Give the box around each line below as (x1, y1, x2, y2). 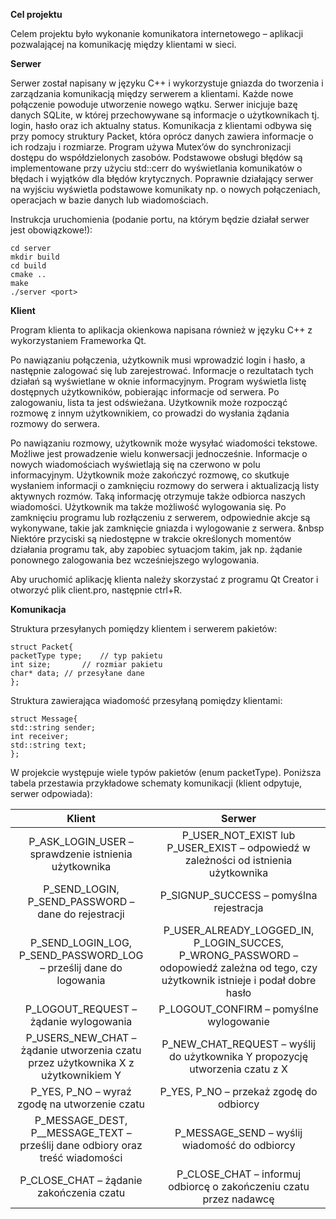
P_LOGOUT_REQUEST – (24, 1002, 138, 1016)
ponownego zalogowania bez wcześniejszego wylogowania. (10, 554, 260, 566)
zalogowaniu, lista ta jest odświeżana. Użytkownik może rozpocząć (10, 397, 288, 408)
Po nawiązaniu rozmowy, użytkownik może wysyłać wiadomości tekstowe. (10, 437, 318, 449)
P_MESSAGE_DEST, (34, 1114, 128, 1127)
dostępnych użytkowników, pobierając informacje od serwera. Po (10, 386, 280, 398)
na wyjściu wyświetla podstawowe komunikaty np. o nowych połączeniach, (10, 184, 321, 195)
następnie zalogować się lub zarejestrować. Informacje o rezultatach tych (10, 365, 314, 376)
